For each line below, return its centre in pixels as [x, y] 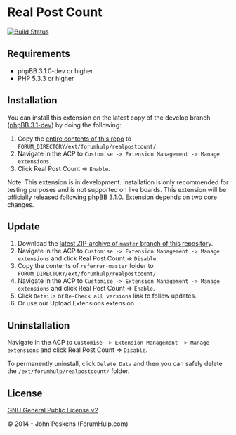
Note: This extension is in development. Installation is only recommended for [118, 182]
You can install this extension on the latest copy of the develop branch [109, 118]
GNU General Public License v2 [53, 410]
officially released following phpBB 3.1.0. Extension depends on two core [112, 197]
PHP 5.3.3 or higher [46, 78]
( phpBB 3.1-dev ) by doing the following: [64, 125]
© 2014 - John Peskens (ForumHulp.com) [68, 424]
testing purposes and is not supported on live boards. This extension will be [117, 189]
